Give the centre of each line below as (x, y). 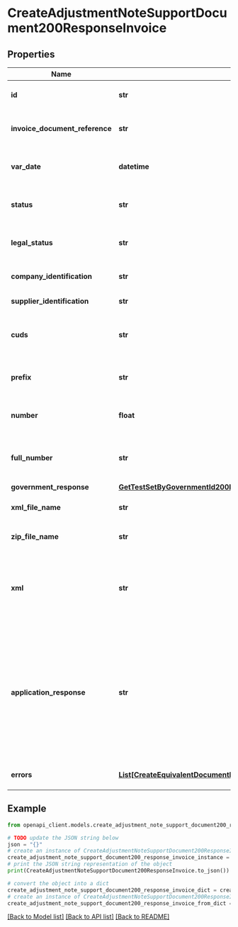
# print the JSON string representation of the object (90, 864)
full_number (32, 458)
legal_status (32, 243)
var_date (26, 166)
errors (22, 775)
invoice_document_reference (61, 129)
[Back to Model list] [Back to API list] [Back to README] (89, 917)
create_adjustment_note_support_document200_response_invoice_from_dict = (120, 903)
